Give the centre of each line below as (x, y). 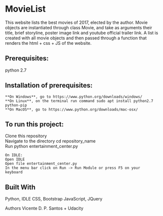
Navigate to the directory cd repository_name (50, 141)
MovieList (26, 9)
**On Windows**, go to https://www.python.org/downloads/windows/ (74, 97)
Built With (20, 187)
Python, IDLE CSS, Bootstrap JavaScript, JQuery (54, 199)
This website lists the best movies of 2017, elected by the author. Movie (76, 22)
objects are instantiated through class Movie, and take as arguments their (79, 27)
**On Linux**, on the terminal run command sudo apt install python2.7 (79, 101)
